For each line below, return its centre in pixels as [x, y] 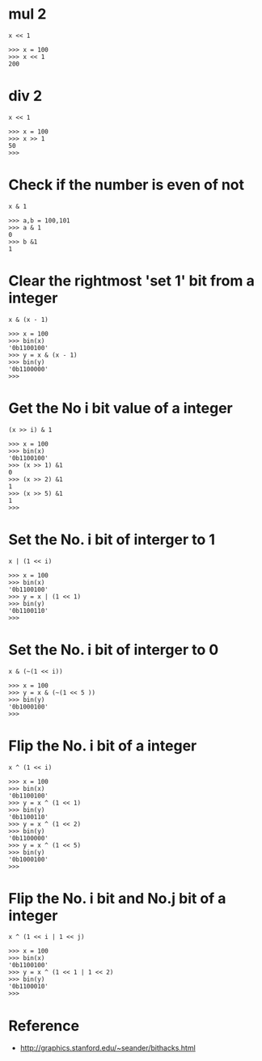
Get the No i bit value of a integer [120, 408]
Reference [44, 1026]
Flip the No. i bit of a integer [103, 746]
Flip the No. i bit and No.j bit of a [117, 898]
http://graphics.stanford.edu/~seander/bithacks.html [108, 1048]
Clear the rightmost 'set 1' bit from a [131, 281]
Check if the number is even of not [127, 185]
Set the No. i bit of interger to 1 [112, 539]
